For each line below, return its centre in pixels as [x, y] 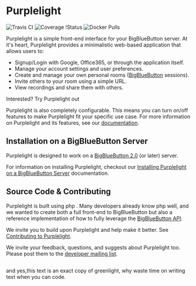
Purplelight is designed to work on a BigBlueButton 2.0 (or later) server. [92, 155]
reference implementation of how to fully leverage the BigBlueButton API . [94, 218]
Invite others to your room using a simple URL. [70, 81]
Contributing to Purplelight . [39, 236]
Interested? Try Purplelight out [43, 99]
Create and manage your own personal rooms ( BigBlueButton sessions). [102, 75]
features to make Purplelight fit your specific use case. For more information [98, 117]
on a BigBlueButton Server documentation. [58, 173]
